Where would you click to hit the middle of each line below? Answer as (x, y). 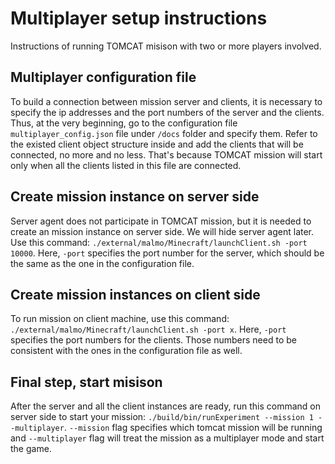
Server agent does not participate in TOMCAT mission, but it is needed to (161, 221)
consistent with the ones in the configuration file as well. (126, 351)
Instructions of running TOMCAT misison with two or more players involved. (166, 46)
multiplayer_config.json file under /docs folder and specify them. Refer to (164, 133)
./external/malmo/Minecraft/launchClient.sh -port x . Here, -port (148, 329)
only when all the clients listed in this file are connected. (126, 165)
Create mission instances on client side (135, 294)
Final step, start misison (86, 382)
